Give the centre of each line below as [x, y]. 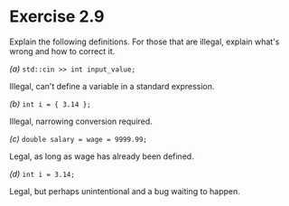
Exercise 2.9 [57, 17]
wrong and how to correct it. [62, 51]
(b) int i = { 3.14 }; [51, 103]
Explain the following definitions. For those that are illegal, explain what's [144, 42]
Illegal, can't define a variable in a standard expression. [112, 86]
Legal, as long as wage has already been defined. [102, 156]
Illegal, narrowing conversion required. [81, 121]
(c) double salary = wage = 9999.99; [78, 138]
